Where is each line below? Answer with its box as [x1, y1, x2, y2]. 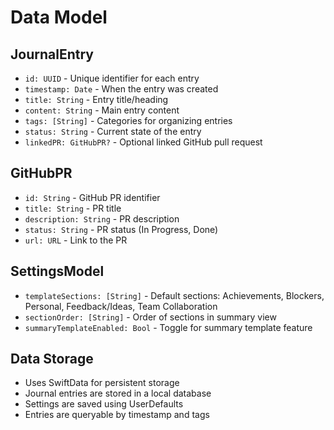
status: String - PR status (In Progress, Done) [24, 223, 219, 235]
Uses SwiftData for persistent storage [24, 377, 180, 389]
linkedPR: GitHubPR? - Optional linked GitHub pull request [24, 136, 263, 148]
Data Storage [10, 351, 94, 368]
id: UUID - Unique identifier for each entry [24, 72, 200, 84]
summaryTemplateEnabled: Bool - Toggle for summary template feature [24, 321, 313, 333]
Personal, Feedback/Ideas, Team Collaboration [24, 300, 218, 312]
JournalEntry [10, 46, 94, 63]
